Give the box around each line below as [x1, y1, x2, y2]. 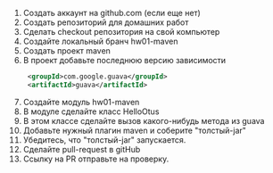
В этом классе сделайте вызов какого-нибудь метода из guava [22, 115, 265, 126]
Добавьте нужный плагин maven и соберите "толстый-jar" [22, 125, 246, 136]
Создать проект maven [22, 45, 111, 56]
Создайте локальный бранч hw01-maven [22, 36, 178, 46]
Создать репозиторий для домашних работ [22, 17, 189, 28]
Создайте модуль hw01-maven [22, 96, 140, 107]
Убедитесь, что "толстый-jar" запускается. [22, 134, 186, 145]
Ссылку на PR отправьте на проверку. [22, 153, 170, 164]
